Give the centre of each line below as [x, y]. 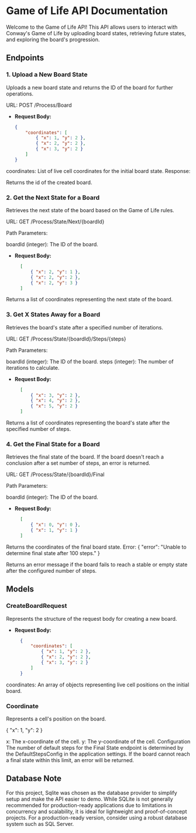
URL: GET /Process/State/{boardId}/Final [55, 475]
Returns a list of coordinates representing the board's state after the [88, 423]
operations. [20, 93]
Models [20, 589]
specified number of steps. [39, 429]
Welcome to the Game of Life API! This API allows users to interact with [92, 27]
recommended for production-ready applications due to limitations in [89, 805]
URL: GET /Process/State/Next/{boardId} [55, 222]
